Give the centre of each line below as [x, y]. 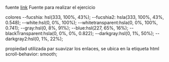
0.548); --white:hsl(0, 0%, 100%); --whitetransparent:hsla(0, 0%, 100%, [82, 23]
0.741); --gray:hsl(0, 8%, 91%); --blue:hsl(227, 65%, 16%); [67, 28]
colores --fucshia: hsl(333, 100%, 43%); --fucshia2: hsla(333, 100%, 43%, [85, 17]
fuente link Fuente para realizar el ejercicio [51, 7]
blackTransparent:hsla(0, [32, 33]
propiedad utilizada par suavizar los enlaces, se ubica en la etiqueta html [82, 49]
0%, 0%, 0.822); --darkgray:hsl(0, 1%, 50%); [107, 33]
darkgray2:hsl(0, [23, 39]
